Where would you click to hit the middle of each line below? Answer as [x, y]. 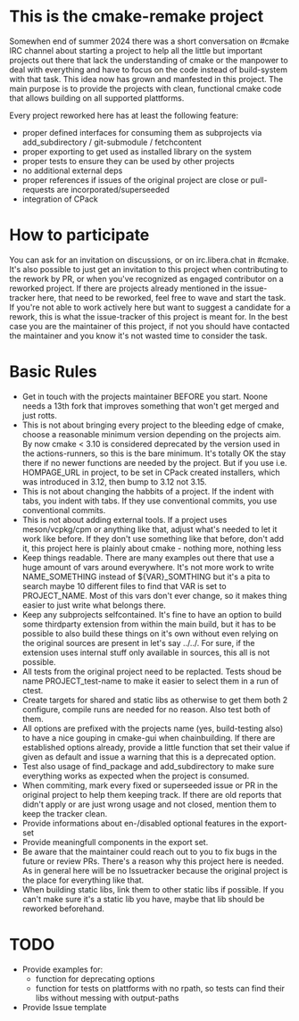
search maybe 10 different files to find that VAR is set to [124, 585]
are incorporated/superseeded [113, 189]
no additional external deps [72, 170]
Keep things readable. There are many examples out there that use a [148, 557]
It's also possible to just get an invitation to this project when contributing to [149, 269]
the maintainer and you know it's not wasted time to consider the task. [138, 336]
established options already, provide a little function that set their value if [156, 747]
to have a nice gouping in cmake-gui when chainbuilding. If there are [149, 737]
